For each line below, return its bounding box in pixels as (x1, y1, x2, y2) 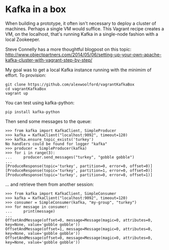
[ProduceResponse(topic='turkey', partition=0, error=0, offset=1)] (5, 172, 153, 178)
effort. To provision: (5, 72, 47, 78)
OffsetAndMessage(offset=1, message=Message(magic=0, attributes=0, (5, 226, 153, 231)
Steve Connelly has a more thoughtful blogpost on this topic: (5, 46, 132, 52)
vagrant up (5, 91, 28, 96)
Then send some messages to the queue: (5, 118, 92, 124)
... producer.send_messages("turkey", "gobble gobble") (5, 154, 135, 160)
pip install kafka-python (5, 109, 60, 114)
